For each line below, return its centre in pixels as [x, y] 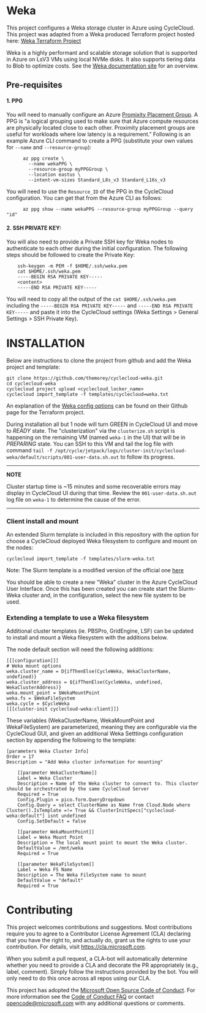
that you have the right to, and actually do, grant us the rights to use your [99, 940]
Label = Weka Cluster [45, 778]
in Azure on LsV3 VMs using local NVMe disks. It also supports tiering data [101, 59]
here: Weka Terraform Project [44, 41]
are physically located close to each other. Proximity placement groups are [101, 127]
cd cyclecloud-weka [31, 384]
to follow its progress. [148, 457]
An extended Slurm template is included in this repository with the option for [103, 534]
